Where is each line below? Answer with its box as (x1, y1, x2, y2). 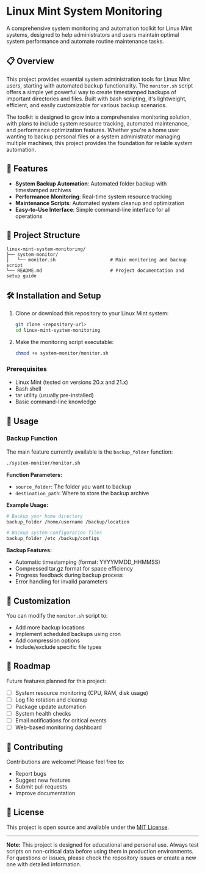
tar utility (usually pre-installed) (15, 392, 95, 399)
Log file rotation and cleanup (15, 696, 88, 703)
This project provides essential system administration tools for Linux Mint (6, 75, 190, 83)
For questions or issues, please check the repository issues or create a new (6, 854, 196, 861)
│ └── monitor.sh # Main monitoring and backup (6, 257, 187, 263)
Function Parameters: (6, 471, 63, 478)
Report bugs (15, 770, 47, 777)
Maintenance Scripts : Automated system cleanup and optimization (15, 199, 185, 206)
